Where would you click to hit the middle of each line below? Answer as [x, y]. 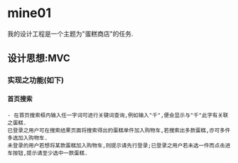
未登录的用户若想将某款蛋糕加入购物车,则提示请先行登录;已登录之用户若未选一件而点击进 [119, 146]
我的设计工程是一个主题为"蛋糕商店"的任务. [70, 33]
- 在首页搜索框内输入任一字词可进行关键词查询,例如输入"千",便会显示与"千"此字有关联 [118, 115]
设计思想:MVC [39, 58]
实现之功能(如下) [36, 80]
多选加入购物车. [28, 138]
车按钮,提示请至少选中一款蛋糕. [48, 153]
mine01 [29, 13]
